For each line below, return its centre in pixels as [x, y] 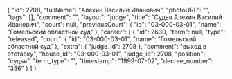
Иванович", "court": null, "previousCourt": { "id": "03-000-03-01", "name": [114, 24]
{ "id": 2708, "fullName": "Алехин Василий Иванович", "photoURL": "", [108, 10]
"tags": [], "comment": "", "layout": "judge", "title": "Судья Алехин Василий [115, 17]
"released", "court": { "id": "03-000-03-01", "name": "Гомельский [102, 39]
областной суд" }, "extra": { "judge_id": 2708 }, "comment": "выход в [107, 46]
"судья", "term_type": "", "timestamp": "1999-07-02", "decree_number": [110, 61]
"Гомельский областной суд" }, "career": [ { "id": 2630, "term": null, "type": [116, 32]
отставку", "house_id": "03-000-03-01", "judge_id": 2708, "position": [106, 54]
